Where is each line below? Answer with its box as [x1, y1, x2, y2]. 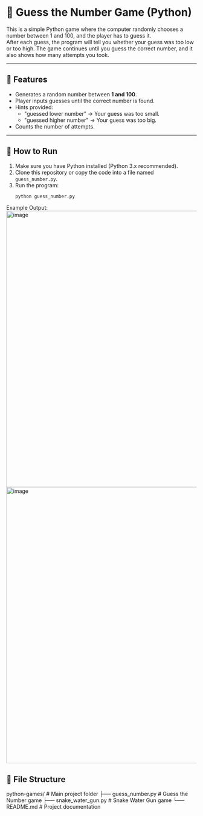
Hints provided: [14, 103, 53, 111]
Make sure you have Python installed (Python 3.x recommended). [14, 162, 178, 169]
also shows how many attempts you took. [6, 51, 110, 58]
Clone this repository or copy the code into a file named [14, 169, 154, 176]
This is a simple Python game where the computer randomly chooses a [6, 25, 183, 33]
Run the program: [14, 181, 59, 189]
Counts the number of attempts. [14, 122, 95, 130]
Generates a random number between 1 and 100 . [14, 90, 137, 98]
